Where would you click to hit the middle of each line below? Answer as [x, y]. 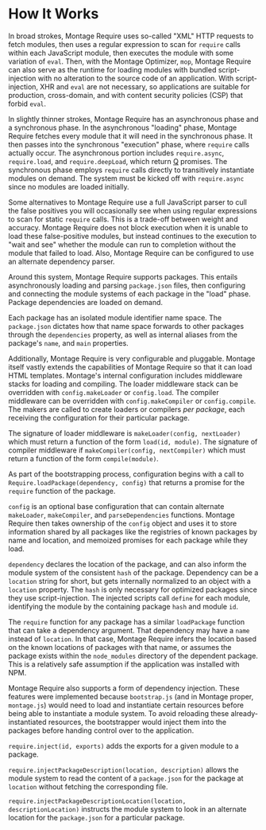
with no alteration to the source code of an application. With [136, 78]
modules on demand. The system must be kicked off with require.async [126, 178]
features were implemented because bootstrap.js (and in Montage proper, [131, 696]
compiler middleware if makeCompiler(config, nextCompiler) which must [127, 450]
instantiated [27, 722]
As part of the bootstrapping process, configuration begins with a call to [126, 474]
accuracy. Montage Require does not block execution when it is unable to [128, 227]
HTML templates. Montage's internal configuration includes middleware [125, 375]
